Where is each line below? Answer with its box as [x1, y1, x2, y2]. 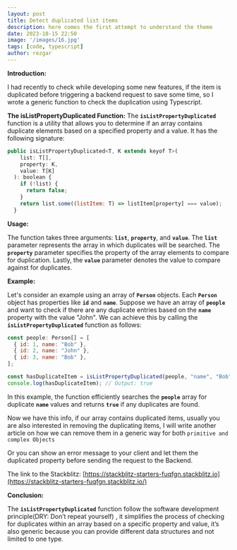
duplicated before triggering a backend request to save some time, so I [7, 90, 214, 99]
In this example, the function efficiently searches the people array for [7, 393, 207, 401]
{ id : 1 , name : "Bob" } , [13, 340, 87, 348]
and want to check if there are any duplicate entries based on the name [7, 305, 212, 314]
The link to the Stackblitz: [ [7, 470, 85, 478]
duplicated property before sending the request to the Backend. [7, 456, 193, 465]
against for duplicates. [7, 263, 73, 272]
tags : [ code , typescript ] [7, 43, 83, 50]
